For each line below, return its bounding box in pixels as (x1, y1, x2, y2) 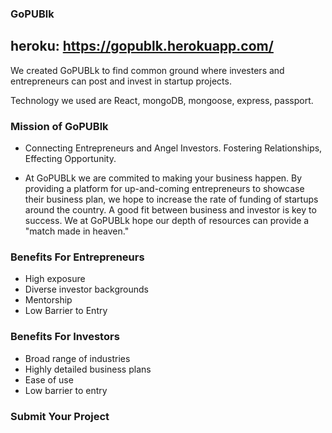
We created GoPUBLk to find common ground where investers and (10, 64, 285, 76)
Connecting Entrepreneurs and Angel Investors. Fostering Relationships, (24, 142, 323, 154)
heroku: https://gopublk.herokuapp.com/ (10, 38, 274, 55)
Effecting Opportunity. (24, 153, 117, 165)
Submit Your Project (10, 409, 110, 423)
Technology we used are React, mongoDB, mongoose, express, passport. (10, 94, 314, 106)
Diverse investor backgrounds (24, 283, 149, 296)
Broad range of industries (24, 352, 131, 364)
